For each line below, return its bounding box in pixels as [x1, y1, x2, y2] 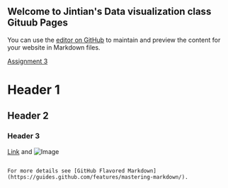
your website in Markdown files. [7, 43, 101, 52]
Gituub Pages [7, 17, 69, 29]
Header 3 [7, 131, 40, 141]
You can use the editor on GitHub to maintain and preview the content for [7, 35, 221, 44]
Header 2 [7, 110, 50, 122]
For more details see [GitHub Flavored [7, 167, 125, 175]
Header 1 [7, 82, 60, 98]
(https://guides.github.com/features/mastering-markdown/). [7, 173, 189, 180]
